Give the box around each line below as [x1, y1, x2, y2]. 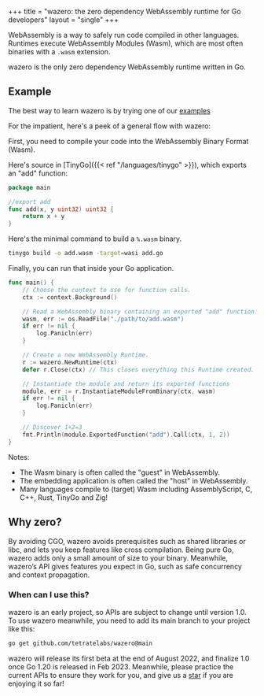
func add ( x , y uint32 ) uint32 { [8, 205, 114, 213]
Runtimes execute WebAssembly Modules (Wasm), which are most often [8, 39, 244, 48]
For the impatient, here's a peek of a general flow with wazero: [8, 121, 211, 131]
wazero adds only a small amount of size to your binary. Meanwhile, [8, 553, 229, 562]
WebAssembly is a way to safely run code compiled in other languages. [8, 31, 240, 39]
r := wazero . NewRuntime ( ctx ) [22, 358, 118, 366]
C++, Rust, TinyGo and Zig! [19, 492, 108, 502]
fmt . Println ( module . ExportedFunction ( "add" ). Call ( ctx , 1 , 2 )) [22, 431, 230, 439]
